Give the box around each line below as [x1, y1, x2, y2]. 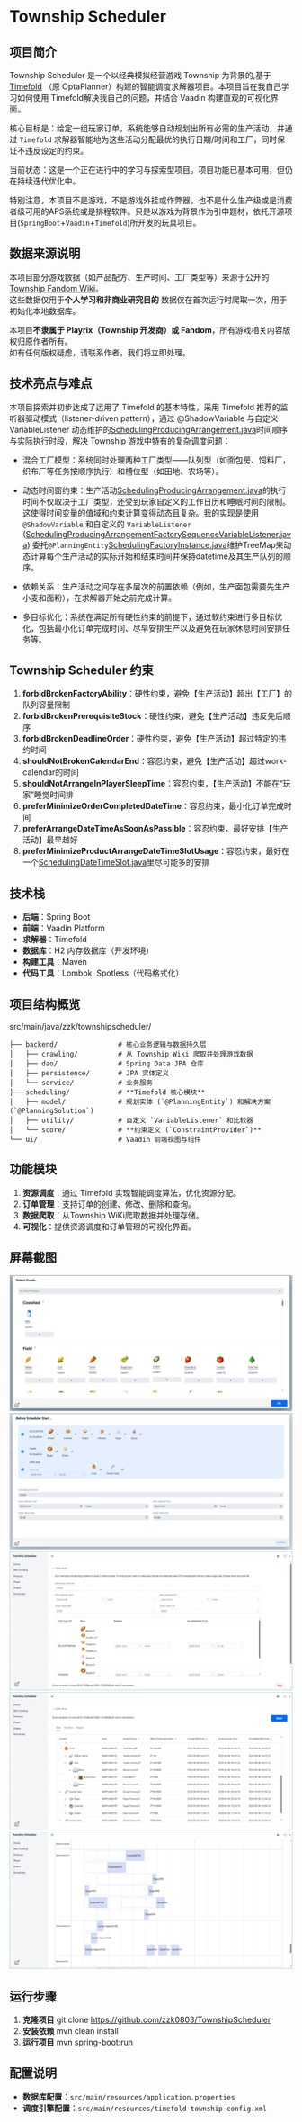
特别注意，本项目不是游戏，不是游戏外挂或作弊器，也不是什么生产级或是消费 [9, 195, 293, 205]
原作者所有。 [24, 336, 73, 346]
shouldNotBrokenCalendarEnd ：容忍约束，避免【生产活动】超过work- [22, 756, 288, 767]
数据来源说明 [9, 246, 81, 262]
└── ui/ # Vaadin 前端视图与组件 [9, 1136, 201, 1145]
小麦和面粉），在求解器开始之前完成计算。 [22, 592, 177, 603]
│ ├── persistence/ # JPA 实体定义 [9, 1069, 169, 1078]
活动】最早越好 [22, 834, 78, 845]
